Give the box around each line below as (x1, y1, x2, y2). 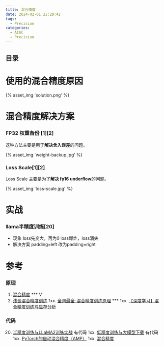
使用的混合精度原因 (5, 76, 83, 87)
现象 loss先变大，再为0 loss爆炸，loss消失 (12, 235, 99, 241)
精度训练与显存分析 (17, 304, 56, 310)
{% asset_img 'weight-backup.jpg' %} (5, 152, 83, 157)
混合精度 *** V (12, 291, 42, 297)
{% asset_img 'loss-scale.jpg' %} (5, 186, 73, 191)
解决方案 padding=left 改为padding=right (12, 242, 96, 248)
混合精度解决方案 (5, 111, 75, 122)
